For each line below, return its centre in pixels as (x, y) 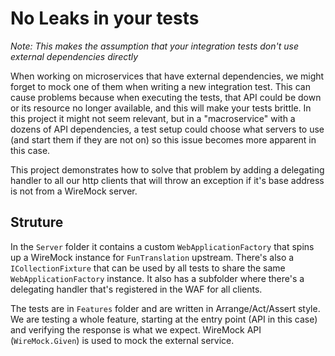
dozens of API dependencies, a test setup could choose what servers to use (167, 129)
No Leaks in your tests (105, 18)
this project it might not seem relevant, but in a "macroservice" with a (153, 118)
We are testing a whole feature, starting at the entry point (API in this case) (164, 319)
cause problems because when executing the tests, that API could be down (166, 97)
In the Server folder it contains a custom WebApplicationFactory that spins (162, 246)
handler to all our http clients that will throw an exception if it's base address (167, 180)
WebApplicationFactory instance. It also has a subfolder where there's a (157, 278)
